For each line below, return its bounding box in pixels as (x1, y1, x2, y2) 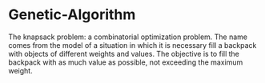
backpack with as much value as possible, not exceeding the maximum (8, 57, 243, 67)
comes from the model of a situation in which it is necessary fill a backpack (8, 40, 257, 49)
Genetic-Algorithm (8, 6, 136, 24)
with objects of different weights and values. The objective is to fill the (8, 49, 240, 58)
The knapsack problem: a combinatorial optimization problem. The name (8, 32, 248, 41)
